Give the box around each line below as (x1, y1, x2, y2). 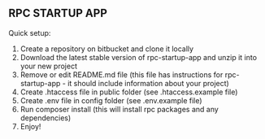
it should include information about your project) (67, 78, 229, 88)
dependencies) (20, 113, 72, 123)
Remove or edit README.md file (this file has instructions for (20, 69, 224, 80)
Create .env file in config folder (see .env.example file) (20, 95, 202, 105)
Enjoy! (20, 121, 41, 131)
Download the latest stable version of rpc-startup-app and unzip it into (20, 52, 258, 62)
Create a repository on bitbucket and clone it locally (20, 44, 193, 54)
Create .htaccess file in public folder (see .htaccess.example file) (20, 87, 238, 97)
